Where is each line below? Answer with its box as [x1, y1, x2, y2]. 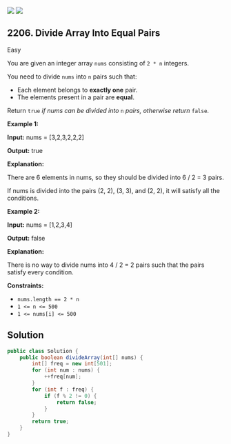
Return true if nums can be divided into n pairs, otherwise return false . [7, 106, 209, 114]
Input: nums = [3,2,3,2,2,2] [7, 133, 85, 141]
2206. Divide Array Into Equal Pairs [7, 28, 161, 39]
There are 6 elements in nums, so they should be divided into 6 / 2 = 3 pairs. [7, 173, 224, 181]
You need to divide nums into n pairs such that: [7, 72, 137, 81]
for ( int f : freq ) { [32, 386, 94, 393]
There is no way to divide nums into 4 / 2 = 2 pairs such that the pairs [7, 261, 205, 269]
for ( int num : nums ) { [32, 367, 100, 374]
